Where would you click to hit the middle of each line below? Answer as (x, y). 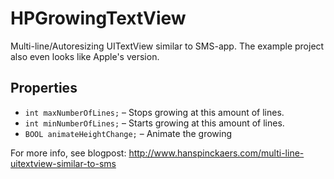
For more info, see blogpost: (68, 153)
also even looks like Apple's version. (85, 56)
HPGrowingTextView (98, 18)
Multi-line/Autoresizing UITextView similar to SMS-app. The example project (167, 46)
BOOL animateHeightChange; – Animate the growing (128, 133)
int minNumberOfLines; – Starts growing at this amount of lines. (154, 123)
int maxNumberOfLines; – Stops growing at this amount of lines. (154, 112)
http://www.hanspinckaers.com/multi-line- (216, 153)
